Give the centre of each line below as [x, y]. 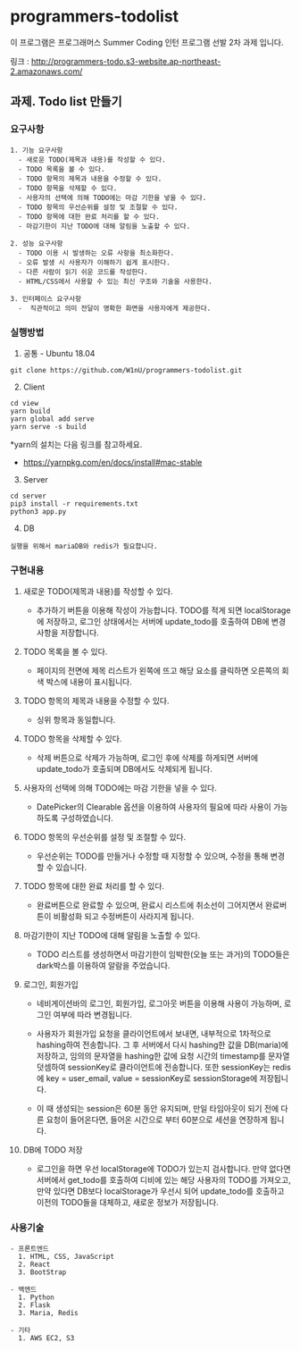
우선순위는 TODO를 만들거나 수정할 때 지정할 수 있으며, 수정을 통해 [152, 856]
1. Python [36, 1297]
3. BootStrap [42, 1272]
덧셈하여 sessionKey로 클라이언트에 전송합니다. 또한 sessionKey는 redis [163, 1067]
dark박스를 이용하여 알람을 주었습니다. [103, 966]
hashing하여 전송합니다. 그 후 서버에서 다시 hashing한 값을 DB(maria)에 [162, 1045]
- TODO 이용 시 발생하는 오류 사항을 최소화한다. [96, 253]
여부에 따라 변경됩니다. [92, 1015]
